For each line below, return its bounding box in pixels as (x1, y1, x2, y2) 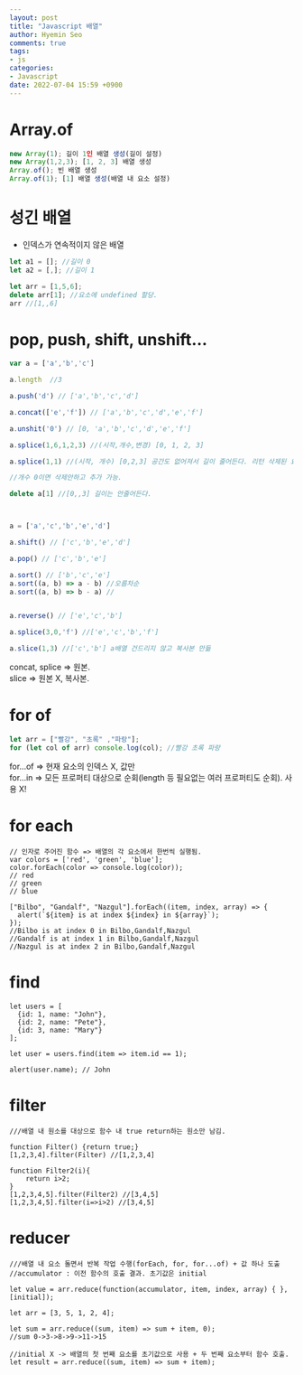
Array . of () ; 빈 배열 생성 (9, 166, 97, 175)
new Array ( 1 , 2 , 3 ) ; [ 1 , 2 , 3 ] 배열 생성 (9, 157, 151, 167)
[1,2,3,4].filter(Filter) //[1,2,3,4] (9, 1150, 155, 1159)
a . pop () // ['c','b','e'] (9, 554, 106, 563)
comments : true (9, 38, 67, 48)
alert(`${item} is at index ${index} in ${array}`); (17, 910, 220, 920)
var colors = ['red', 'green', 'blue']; (9, 855, 164, 864)
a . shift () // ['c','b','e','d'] (9, 538, 131, 547)
